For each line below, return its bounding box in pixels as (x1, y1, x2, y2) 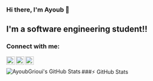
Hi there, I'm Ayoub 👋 (6, 5, 70, 14)
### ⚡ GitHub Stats (81, 68, 129, 75)
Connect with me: (6, 42, 60, 51)
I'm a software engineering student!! (6, 24, 148, 34)
